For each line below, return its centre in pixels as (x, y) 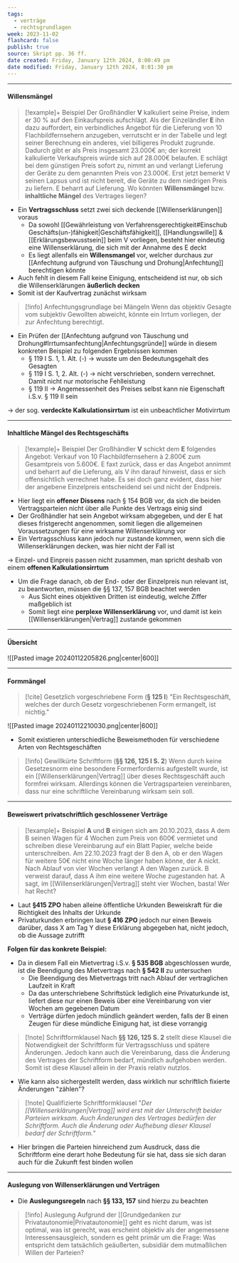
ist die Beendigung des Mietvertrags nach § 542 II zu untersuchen (115, 970)
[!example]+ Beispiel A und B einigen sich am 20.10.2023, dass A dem (127, 830)
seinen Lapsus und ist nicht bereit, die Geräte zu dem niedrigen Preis (126, 180)
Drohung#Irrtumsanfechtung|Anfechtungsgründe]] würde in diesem (117, 343)
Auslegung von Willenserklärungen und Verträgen (84, 1185)
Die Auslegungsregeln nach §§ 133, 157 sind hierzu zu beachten (113, 1201)
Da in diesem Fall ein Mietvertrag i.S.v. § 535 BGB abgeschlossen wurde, (124, 963)
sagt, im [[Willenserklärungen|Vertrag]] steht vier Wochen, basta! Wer (127, 883)
